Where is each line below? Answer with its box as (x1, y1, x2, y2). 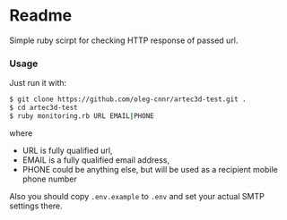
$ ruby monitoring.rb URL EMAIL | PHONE (9, 111, 154, 121)
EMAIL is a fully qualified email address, (22, 154, 170, 165)
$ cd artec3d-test (9, 104, 78, 113)
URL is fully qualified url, (22, 145, 113, 156)
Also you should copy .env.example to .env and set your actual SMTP (9, 190, 265, 201)
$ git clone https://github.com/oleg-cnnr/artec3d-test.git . (9, 95, 247, 104)
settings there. (9, 200, 63, 211)
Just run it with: (9, 78, 67, 89)
